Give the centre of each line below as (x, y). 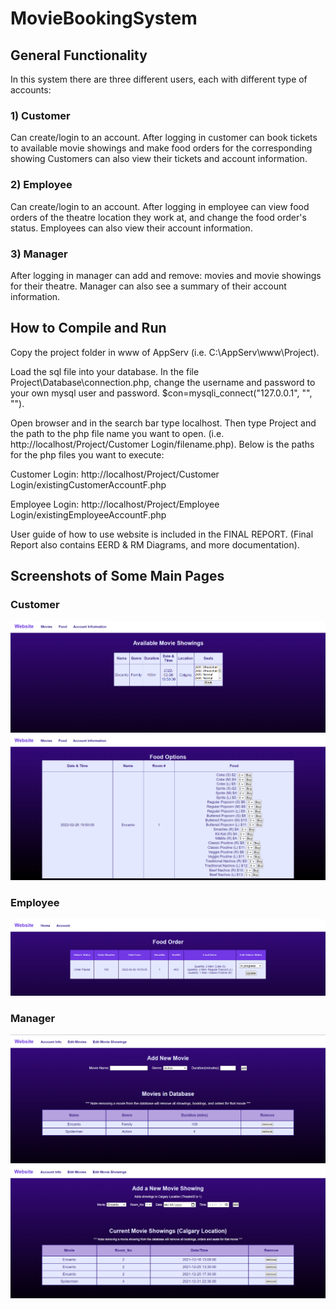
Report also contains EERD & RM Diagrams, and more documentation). (155, 544)
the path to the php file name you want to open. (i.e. (117, 433)
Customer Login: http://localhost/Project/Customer (115, 474)
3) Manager (39, 254)
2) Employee (41, 185)
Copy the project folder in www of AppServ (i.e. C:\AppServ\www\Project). (165, 352)
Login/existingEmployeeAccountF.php (88, 514)
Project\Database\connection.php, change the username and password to (163, 382)
